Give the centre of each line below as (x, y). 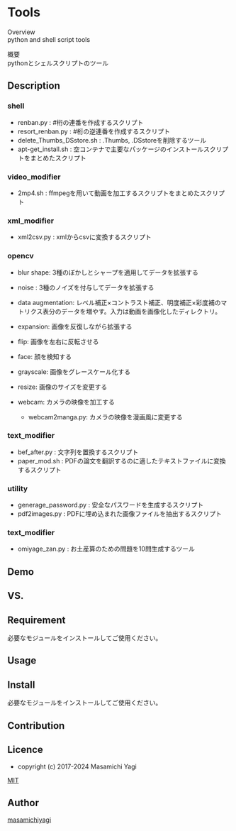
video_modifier (34, 177)
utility (18, 488)
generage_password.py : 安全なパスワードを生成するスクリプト (111, 505)
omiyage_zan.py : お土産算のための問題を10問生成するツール (106, 549)
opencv (21, 256)
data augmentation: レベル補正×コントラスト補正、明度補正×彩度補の (119, 302)
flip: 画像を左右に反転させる (58, 341)
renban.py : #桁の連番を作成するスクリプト (80, 122)
